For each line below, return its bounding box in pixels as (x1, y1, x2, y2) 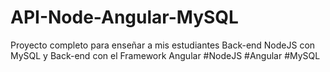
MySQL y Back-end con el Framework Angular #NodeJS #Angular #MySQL (10, 49, 321, 61)
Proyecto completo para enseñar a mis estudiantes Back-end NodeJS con (10, 39, 316, 51)
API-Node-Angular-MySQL (10, 6, 239, 29)
